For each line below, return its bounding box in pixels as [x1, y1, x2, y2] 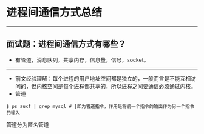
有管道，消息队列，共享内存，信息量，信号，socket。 [15, 56, 149, 64]
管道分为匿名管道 [6, 121, 49, 128]
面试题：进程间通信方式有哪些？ [6, 39, 126, 49]
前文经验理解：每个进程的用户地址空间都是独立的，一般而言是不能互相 [15, 75, 191, 82]
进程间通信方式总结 [6, 5, 103, 19]
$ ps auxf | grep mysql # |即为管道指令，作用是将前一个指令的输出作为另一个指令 [6, 103, 195, 109]
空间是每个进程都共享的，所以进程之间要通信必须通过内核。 [47, 82, 196, 90]
